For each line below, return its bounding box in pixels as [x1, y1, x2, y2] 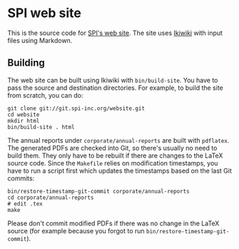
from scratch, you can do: [7, 91, 83, 99]
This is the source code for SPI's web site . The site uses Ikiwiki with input [7, 29, 223, 37]
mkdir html [7, 117, 40, 124]
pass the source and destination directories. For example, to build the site [7, 83, 223, 92]
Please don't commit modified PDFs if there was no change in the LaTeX [7, 219, 220, 228]
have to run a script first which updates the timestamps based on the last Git [7, 166, 232, 175]
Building [7, 57, 45, 69]
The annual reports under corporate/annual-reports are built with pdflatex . [7, 136, 230, 144]
